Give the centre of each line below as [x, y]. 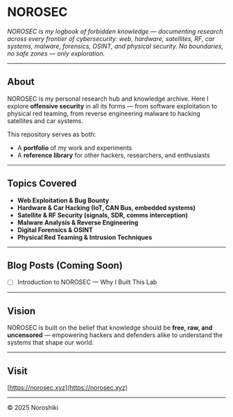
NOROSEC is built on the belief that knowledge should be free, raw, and [110, 328]
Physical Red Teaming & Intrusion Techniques [85, 237]
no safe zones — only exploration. [56, 54]
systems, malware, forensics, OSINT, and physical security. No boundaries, [115, 46]
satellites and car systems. [45, 121]
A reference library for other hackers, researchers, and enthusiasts [113, 155]
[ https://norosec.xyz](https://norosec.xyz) [68, 388]
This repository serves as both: [52, 134]
